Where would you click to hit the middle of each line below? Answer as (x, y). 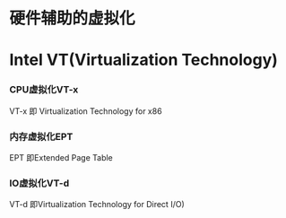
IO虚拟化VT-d (39, 183)
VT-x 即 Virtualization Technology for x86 (86, 111)
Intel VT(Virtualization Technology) (143, 60)
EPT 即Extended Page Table (61, 157)
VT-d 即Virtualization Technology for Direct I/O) (97, 205)
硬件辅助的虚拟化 (73, 18)
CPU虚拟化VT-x (44, 90)
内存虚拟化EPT (41, 136)
